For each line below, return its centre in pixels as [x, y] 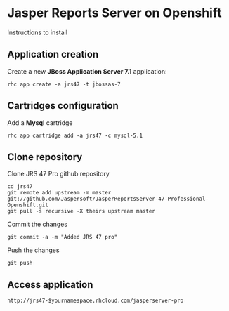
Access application [50, 285]
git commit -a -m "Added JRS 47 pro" [63, 237]
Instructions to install [38, 32]
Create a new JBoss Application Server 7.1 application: [87, 71]
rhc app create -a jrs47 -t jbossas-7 [64, 84]
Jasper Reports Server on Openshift [115, 13]
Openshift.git [28, 205]
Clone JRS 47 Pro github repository [59, 174]
